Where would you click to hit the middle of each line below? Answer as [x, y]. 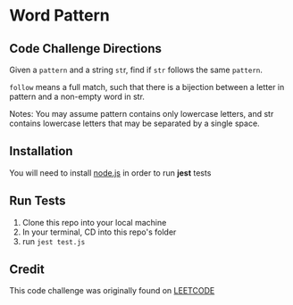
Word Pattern [59, 16]
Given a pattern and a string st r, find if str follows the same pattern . [136, 70]
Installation [41, 151]
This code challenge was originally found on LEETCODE [112, 291]
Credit [27, 270]
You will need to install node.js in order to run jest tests [110, 173]
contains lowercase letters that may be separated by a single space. [135, 123]
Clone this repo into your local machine [94, 222]
